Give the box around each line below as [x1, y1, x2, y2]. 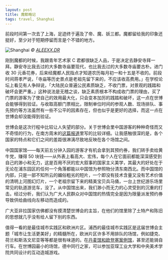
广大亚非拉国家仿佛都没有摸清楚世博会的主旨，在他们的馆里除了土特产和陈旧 [5, 208, 163, 214]
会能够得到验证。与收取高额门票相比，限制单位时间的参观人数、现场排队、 [5, 101, 158, 107]
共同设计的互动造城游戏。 [9, 250, 62, 256]
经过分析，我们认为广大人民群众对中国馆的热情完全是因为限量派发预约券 [13, 191, 163, 197]
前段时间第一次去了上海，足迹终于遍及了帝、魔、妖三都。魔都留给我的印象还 [5, 31, 163, 37]
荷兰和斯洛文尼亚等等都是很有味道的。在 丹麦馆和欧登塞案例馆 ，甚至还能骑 [5, 237, 158, 243]
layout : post [5, 7, 32, 12]
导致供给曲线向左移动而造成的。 [5, 197, 71, 203]
